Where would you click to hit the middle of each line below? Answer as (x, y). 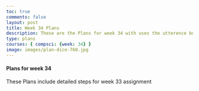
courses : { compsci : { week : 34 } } (49, 45)
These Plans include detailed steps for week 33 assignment (79, 81)
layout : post (22, 22)
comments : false (26, 17)
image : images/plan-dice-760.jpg (47, 50)
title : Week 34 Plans (33, 28)
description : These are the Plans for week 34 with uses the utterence (96, 33)
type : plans (21, 39)
